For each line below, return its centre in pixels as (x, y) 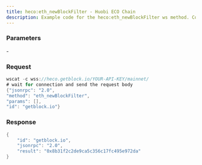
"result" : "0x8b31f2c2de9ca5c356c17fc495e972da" (79, 151)
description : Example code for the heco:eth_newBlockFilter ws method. (98, 17)
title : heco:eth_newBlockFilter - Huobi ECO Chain (71, 12)
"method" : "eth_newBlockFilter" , (48, 96)
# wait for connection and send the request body (70, 84)
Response (21, 122)
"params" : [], (24, 101)
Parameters (23, 38)
